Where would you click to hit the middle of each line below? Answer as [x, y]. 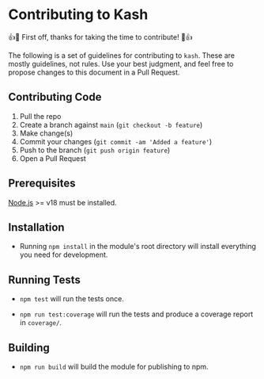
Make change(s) [46, 133]
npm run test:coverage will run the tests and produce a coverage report [136, 314]
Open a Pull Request [53, 158]
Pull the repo [40, 116]
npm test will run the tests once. [72, 299]
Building [29, 348]
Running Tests [44, 279]
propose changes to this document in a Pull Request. [94, 72]
